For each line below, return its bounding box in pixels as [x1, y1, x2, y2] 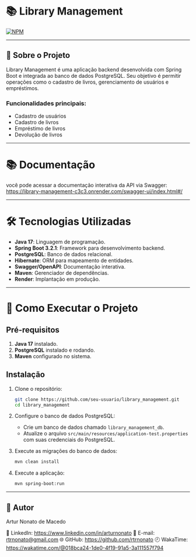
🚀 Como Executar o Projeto [6, 302, 138, 315]
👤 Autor [6, 503, 34, 513]
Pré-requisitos [6, 325, 60, 335]
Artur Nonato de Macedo [6, 518, 66, 525]
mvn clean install [14, 459, 60, 465]
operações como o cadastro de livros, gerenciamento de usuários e [6, 78, 169, 85]
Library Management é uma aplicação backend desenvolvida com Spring [6, 66, 182, 73]
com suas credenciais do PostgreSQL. [23, 436, 116, 443]
